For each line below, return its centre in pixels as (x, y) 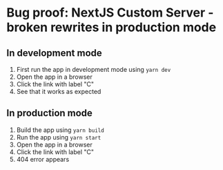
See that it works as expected (59, 92)
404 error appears (43, 159)
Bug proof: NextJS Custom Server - (110, 13)
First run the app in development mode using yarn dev (94, 69)
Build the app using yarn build (60, 130)
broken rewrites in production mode (111, 27)
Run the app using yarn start (59, 137)
